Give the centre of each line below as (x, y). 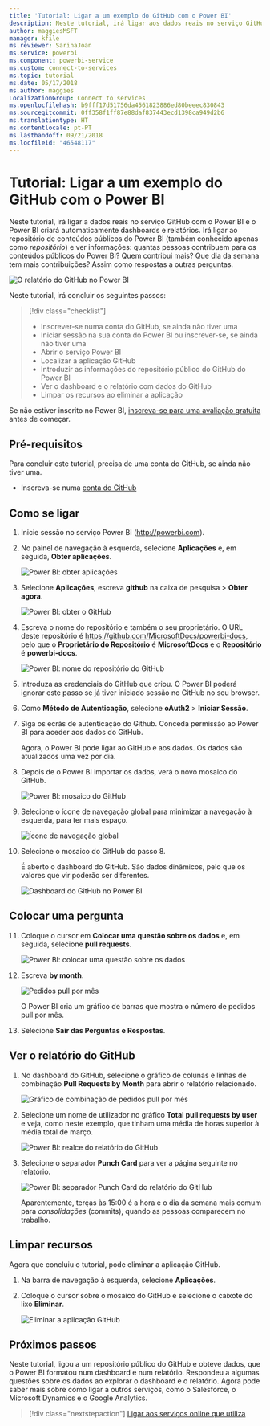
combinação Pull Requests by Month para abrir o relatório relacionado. (139, 1083)
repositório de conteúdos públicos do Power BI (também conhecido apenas (134, 239)
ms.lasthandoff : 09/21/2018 (56, 135)
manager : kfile (34, 38)
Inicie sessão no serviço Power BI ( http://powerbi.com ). (113, 533)
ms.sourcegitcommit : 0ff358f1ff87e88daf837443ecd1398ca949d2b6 (117, 113)
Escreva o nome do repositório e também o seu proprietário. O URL (132, 627)
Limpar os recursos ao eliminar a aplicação (112, 395)
